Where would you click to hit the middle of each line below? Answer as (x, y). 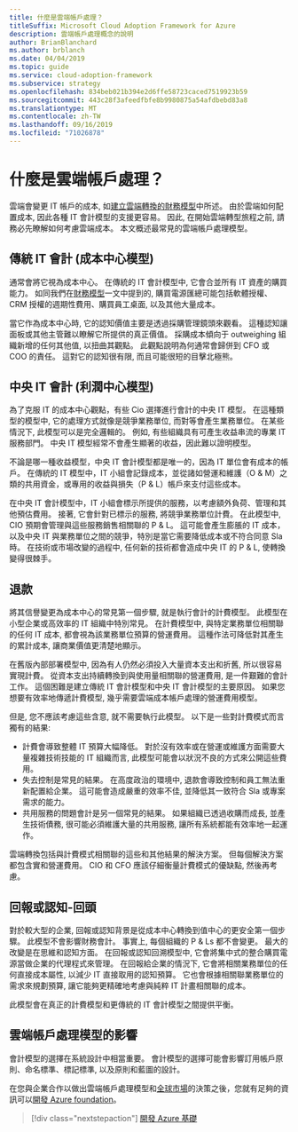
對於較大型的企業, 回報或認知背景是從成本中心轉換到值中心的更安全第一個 (143, 930)
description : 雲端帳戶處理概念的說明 (71, 34)
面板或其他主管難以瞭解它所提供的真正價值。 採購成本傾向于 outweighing (143, 334)
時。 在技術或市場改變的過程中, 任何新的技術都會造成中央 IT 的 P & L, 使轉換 (148, 548)
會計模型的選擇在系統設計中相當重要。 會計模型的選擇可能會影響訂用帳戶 (142, 1058)
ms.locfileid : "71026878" (57, 133)
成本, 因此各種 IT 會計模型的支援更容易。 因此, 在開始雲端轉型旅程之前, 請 (151, 217)
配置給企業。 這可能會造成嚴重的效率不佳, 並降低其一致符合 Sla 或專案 (157, 791)
